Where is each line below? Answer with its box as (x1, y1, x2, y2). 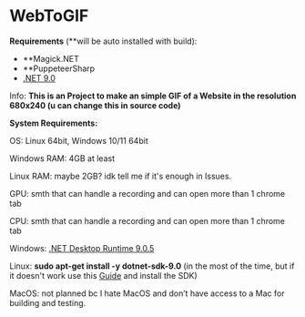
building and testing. (9, 297, 86, 308)
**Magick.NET (22, 53, 80, 64)
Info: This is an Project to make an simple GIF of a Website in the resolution (9, 90, 297, 101)
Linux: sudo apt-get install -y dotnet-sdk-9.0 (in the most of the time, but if (9, 261, 295, 271)
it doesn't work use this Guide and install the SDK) (9, 270, 198, 281)
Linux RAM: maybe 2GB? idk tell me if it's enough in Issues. (9, 170, 232, 181)
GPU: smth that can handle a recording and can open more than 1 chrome (9, 188, 286, 199)
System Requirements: (9, 118, 98, 128)
